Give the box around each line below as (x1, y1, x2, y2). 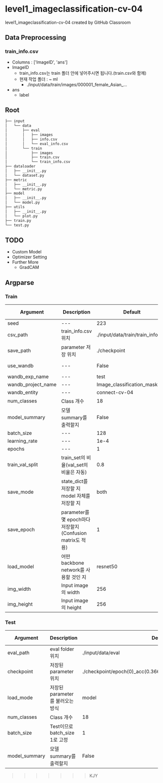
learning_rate (7, 437, 38, 444)
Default (123, 308, 141, 315)
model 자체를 (61, 492, 91, 499)
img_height (7, 600, 33, 607)
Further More (12, 259, 39, 265)
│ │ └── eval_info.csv (5, 141, 68, 146)
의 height (61, 604, 81, 611)
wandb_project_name (7, 381, 57, 388)
